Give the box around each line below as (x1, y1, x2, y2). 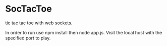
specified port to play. (5, 35, 51, 41)
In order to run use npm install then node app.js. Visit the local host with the (5, 29, 162, 35)
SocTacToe (5, 3, 52, 15)
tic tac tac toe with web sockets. (5, 20, 73, 26)
